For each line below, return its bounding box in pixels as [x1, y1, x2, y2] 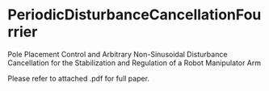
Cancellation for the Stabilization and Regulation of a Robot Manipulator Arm [7, 58, 262, 68]
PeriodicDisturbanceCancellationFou [7, 6, 262, 24]
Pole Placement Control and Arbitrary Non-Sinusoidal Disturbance [7, 49, 228, 59]
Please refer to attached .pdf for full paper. [7, 73, 150, 83]
